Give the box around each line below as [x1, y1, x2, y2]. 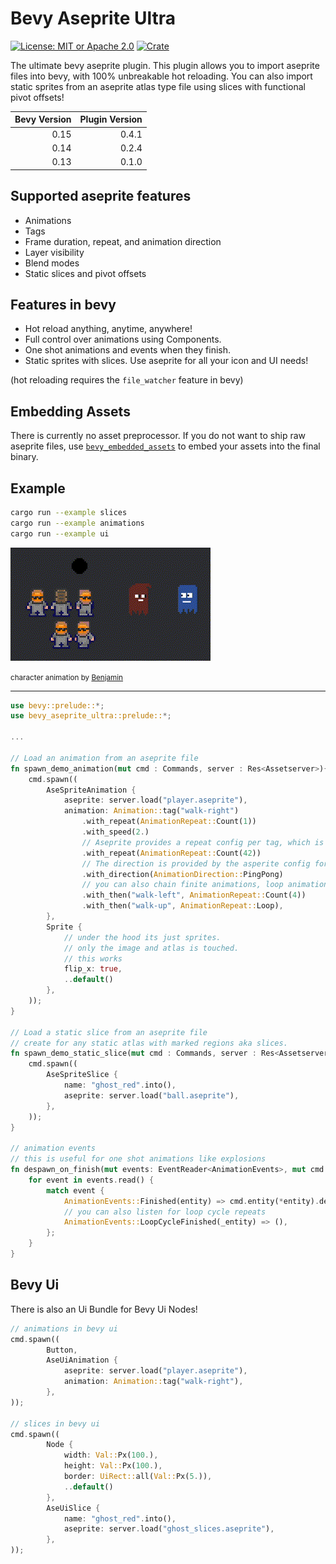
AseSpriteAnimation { [46, 785, 137, 795]
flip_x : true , [63, 964, 123, 974]
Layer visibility [24, 246, 85, 258]
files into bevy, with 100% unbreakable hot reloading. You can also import [10, 70, 313, 82]
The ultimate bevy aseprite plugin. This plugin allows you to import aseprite [10, 59, 320, 71]
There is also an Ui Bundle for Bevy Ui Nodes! [10, 1303, 198, 1315]
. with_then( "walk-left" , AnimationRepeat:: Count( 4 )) [81, 890, 307, 901]
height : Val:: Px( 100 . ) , [63, 1461, 163, 1471]
